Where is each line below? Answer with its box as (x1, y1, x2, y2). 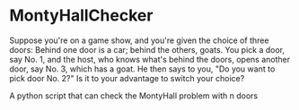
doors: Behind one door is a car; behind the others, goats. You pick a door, (9, 44, 286, 55)
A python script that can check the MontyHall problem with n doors (9, 90, 259, 101)
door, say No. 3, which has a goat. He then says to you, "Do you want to (9, 63, 276, 74)
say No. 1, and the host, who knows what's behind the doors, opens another (9, 54, 290, 64)
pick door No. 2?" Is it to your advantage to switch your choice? (9, 72, 245, 83)
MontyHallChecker (9, 5, 154, 26)
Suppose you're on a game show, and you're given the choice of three (9, 35, 269, 46)
